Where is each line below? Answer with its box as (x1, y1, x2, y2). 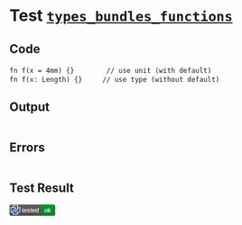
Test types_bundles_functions (9, 5, 233, 26)
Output (9, 100, 50, 115)
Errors (9, 140, 45, 156)
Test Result (9, 181, 74, 196)
